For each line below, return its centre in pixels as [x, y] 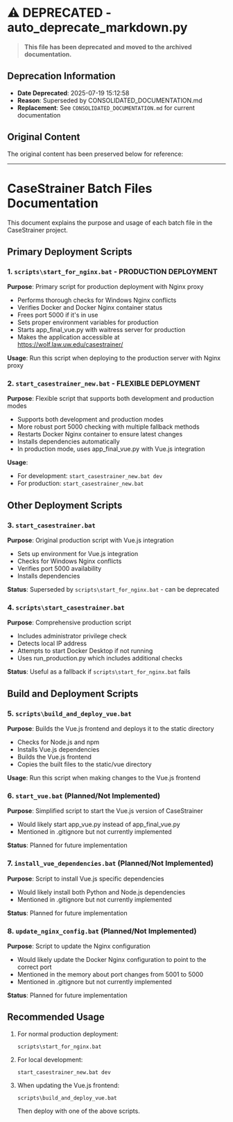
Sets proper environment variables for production [88, 322]
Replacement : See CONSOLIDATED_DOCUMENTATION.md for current [106, 108]
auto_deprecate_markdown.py [97, 27]
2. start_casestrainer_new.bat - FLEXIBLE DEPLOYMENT [104, 384]
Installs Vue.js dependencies [58, 750]
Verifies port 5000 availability [59, 569]
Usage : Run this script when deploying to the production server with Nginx [114, 358]
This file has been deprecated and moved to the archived [108, 47]
